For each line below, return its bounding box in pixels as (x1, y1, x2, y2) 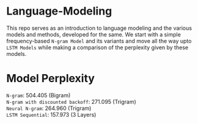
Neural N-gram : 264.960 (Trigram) (6, 105, 92, 112)
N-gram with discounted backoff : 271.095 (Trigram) (6, 98, 136, 105)
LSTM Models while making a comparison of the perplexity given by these (6, 44, 188, 51)
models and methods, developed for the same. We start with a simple (6, 30, 182, 38)
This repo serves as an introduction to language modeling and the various (6, 24, 193, 32)
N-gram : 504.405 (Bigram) (6, 91, 71, 98)
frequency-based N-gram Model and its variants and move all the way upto (6, 37, 192, 44)
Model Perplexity (6, 72, 95, 86)
